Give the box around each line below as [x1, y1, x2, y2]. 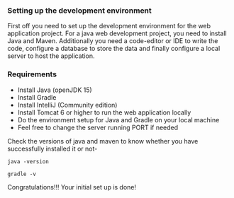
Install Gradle [17, 93, 57, 101]
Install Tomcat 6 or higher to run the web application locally [17, 108, 191, 117]
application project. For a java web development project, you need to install [7, 29, 227, 37]
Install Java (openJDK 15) [17, 86, 92, 94]
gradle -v [7, 170, 37, 177]
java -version [7, 158, 50, 165]
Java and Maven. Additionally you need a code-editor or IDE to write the [7, 37, 218, 45]
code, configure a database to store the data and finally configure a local [7, 45, 221, 53]
